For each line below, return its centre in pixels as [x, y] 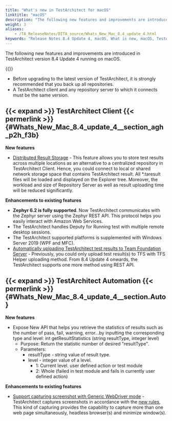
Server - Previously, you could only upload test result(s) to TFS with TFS [89, 254]
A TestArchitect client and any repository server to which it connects [85, 89]
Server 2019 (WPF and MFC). [44, 243]
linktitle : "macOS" [26, 15]
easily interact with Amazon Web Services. [58, 221]
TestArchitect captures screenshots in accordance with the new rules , [87, 401]
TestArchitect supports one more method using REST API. [74, 264]
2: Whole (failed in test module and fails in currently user [95, 371]
